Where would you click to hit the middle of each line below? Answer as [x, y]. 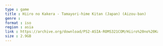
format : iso [18, 23]
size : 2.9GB [18, 36]
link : [12, 32]
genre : [13, 18]
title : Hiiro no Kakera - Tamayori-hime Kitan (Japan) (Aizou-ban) [76, 14]
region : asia [19, 27]
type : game [17, 9]
